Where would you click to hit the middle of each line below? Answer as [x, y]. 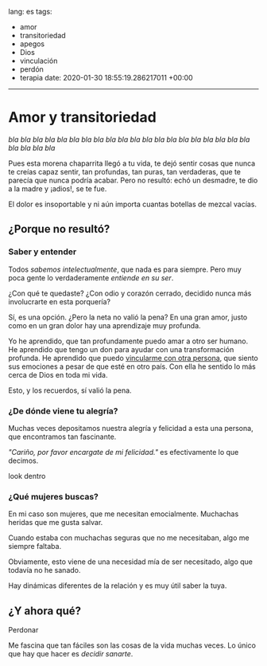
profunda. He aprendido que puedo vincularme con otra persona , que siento [133, 358]
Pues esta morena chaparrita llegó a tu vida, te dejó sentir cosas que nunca [132, 163]
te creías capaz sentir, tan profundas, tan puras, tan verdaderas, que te [124, 171]
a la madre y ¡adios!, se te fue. [58, 188]
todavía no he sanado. [44, 570]
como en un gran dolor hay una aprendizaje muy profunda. [104, 325]
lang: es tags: [31, 12]
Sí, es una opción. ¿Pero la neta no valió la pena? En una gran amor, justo [128, 317]
